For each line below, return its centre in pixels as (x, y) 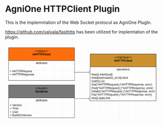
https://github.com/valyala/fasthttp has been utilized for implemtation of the (82, 32)
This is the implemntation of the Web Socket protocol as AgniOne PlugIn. (78, 22)
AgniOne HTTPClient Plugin (62, 9)
